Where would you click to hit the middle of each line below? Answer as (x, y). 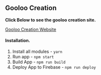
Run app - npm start (33, 57)
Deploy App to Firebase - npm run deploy (54, 67)
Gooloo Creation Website (31, 29)
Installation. (18, 41)
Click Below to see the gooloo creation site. (50, 20)
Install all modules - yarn (37, 51)
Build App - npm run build (39, 62)
